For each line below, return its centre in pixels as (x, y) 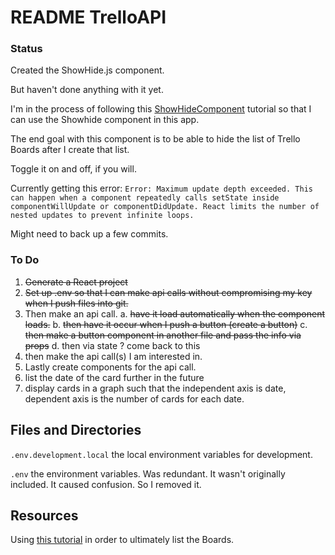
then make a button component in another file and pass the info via (163, 335)
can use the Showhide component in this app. (105, 120)
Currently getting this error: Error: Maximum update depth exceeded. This (161, 188)
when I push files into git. (76, 303)
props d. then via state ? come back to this (112, 345)
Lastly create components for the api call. (110, 367)
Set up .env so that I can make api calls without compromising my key (168, 292)
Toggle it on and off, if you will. (73, 169)
